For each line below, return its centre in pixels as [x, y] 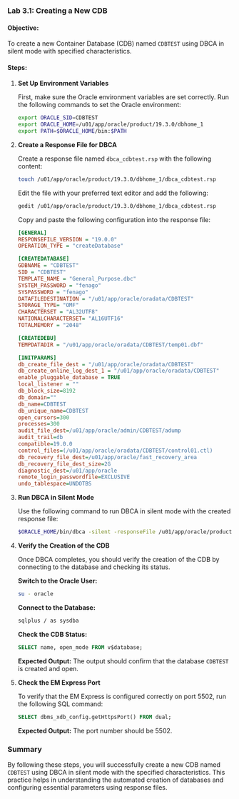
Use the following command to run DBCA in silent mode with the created [124, 511]
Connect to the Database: [57, 607]
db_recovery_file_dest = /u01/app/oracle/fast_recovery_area [107, 457]
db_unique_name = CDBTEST [53, 411]
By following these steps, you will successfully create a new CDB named [114, 764]
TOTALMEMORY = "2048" [50, 326]
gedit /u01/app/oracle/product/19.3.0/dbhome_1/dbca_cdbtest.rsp [117, 206]
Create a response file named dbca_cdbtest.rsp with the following [115, 159]
